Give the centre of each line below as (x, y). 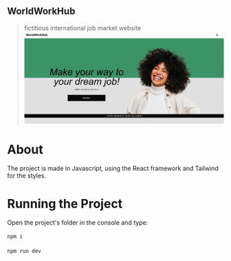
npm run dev (24, 251)
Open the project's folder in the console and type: (78, 222)
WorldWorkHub (41, 11)
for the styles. (27, 176)
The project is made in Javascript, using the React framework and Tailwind (113, 169)
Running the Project (65, 203)
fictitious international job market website (82, 28)
